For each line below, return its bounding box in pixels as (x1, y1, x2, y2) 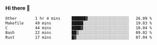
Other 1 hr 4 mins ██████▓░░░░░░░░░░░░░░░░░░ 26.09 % (5, 16, 152, 21)
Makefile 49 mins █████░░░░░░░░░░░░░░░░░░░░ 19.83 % (5, 21, 152, 26)
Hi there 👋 (5, 5, 31, 12)
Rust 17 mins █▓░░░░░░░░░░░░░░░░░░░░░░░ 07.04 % (5, 35, 152, 40)
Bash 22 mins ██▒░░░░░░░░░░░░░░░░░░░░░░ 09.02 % (5, 30, 152, 35)
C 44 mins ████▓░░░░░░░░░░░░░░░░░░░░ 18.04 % (5, 25, 152, 31)
